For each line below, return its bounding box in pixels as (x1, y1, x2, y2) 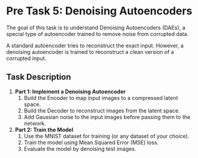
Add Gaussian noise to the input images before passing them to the (23, 113, 191, 120)
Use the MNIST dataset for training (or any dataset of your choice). (23, 132, 190, 139)
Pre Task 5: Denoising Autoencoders (6, 4, 193, 18)
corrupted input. (6, 54, 47, 62)
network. (23, 120, 46, 127)
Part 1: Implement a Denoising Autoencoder (14, 88, 126, 95)
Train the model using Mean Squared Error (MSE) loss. (23, 139, 159, 146)
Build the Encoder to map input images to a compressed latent (23, 94, 178, 101)
